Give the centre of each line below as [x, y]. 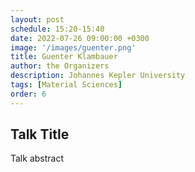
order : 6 [28, 94]
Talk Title [40, 134]
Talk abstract [37, 158]
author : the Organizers [60, 66]
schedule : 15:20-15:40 [57, 29]
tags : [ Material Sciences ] [66, 85]
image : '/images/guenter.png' [73, 47]
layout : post [37, 19]
